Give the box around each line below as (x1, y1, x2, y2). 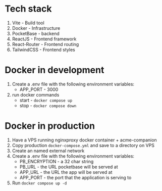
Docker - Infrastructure (12, 25, 61, 31)
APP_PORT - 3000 (19, 86, 59, 92)
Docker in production (5, 120, 95, 132)
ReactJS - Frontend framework (12, 36, 77, 42)
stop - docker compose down (19, 102, 77, 109)
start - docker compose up (19, 97, 73, 103)
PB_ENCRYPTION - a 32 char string (19, 158, 94, 164)
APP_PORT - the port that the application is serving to (19, 174, 132, 180)
